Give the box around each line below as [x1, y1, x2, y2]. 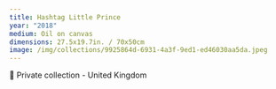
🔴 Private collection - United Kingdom [9, 70, 147, 80]
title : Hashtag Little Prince [9, 12, 122, 22]
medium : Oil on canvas [9, 29, 93, 38]
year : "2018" [9, 21, 58, 30]
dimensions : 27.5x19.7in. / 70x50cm [9, 37, 145, 47]
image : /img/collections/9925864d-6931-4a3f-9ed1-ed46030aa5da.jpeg [9, 46, 268, 55]
